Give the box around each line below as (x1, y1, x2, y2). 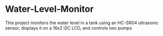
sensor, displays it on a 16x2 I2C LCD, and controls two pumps (5, 25, 132, 31)
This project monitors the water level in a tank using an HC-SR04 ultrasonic (5, 20, 159, 26)
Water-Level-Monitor (5, 3, 94, 15)
